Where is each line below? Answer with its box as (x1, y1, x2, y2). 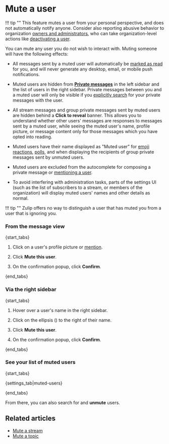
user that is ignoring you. (5, 210, 57, 216)
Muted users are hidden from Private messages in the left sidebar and (12, 81, 160, 87)
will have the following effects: (5, 51, 69, 57)
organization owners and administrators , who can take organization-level (5, 30, 157, 36)
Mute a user (5, 3, 57, 15)
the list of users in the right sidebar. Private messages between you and (12, 86, 162, 92)
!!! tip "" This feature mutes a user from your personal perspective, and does (5, 20, 164, 26)
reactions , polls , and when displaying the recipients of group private (12, 149, 154, 155)
